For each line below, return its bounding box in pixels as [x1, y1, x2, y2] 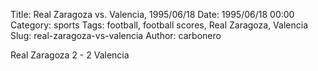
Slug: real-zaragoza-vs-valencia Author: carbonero [10, 30, 222, 41]
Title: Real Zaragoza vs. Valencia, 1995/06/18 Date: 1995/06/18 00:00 [10, 9, 295, 20]
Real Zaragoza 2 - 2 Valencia [10, 49, 130, 61]
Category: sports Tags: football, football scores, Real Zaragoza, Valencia [10, 19, 308, 31]
